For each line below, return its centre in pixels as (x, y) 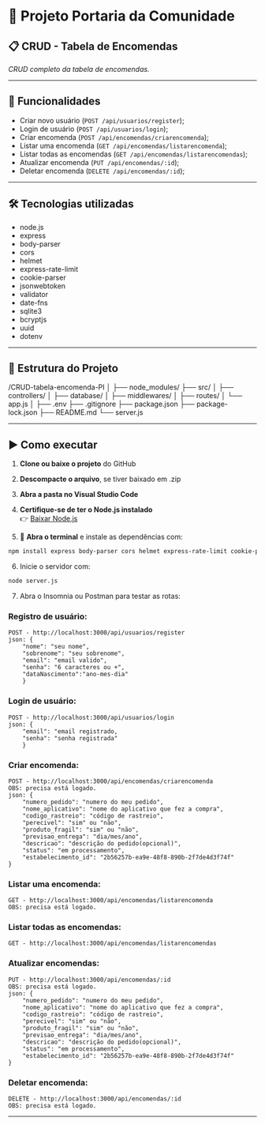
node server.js (33, 581)
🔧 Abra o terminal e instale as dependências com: (101, 537)
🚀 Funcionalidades (54, 102)
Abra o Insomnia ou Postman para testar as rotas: (100, 596)
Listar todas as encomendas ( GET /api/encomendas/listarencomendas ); (134, 154)
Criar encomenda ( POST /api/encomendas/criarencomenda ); (114, 137)
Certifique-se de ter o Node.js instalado (86, 510)
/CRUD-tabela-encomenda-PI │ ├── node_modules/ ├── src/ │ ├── (121, 387)
